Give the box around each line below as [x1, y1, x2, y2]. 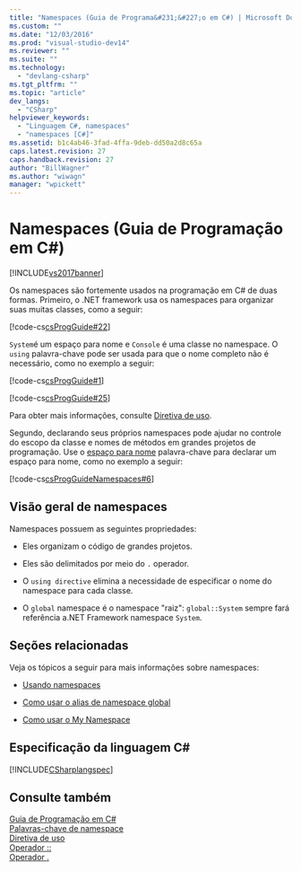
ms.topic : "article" [9, 88, 87, 97]
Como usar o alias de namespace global [21, 697, 171, 708]
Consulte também [9, 789, 112, 805]
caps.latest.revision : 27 [9, 146, 106, 155]
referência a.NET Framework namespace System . [21, 611, 202, 622]
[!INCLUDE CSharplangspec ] [9, 764, 114, 775]
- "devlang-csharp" [17, 72, 90, 81]
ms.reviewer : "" [9, 47, 70, 56]
